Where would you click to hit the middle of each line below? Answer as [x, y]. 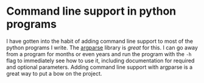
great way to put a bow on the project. [54, 73]
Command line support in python [91, 11]
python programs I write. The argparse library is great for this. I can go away [102, 48]
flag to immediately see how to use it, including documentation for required [100, 60]
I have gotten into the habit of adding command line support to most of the [100, 41]
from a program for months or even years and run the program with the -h [99, 54]
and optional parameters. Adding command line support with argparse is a [100, 67]
